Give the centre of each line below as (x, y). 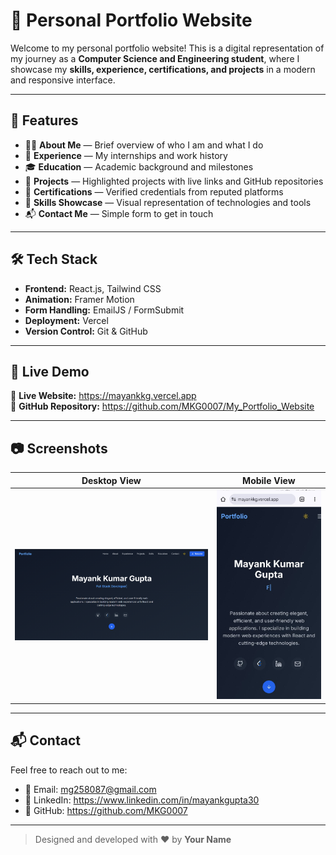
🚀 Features (44, 120)
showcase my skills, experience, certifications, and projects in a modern (163, 69)
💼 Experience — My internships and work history (126, 155)
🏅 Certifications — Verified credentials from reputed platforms (154, 191)
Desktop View (111, 480)
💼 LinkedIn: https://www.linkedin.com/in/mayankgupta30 (142, 800)
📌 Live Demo (50, 371)
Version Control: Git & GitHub (86, 331)
